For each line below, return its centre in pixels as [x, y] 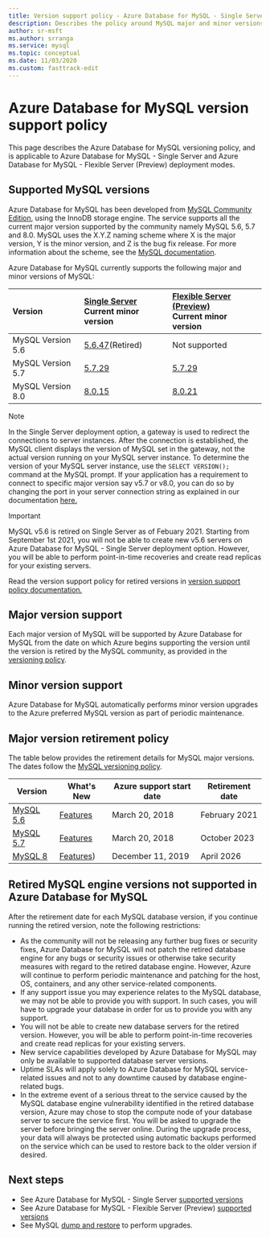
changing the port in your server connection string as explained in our [124, 491]
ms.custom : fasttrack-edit [53, 68]
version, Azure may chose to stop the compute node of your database [136, 1112]
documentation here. [43, 500]
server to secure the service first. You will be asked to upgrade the [130, 1120]
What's [82, 786]
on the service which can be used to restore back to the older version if [138, 1146]
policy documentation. [45, 589]
